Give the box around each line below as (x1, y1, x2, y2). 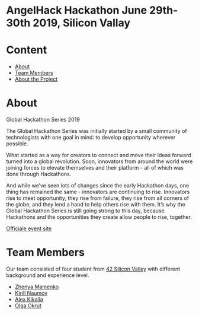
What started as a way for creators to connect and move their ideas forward (6, 152, 191, 159)
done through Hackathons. (6, 170, 72, 178)
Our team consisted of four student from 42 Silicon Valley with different (6, 265, 181, 272)
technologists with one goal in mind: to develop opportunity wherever (6, 134, 176, 141)
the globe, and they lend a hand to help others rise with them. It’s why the (6, 201, 185, 208)
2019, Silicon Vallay (32, 16, 131, 30)
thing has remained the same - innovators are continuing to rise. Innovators (6, 188, 190, 196)
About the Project (14, 75, 58, 83)
